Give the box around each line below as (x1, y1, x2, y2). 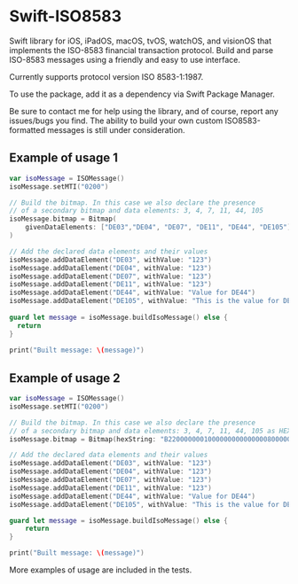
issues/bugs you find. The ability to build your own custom (9, 115, 223, 126)
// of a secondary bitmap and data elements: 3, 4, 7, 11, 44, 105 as (9, 426, 276, 435)
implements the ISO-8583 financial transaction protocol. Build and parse (9, 44, 274, 55)
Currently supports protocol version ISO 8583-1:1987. (9, 71, 204, 82)
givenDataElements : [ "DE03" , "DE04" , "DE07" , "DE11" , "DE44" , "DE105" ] (25, 223, 292, 232)
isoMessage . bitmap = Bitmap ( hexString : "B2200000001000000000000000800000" (9, 434, 295, 444)
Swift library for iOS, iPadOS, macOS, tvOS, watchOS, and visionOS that (9, 35, 272, 46)
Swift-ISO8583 (9, 6, 122, 27)
